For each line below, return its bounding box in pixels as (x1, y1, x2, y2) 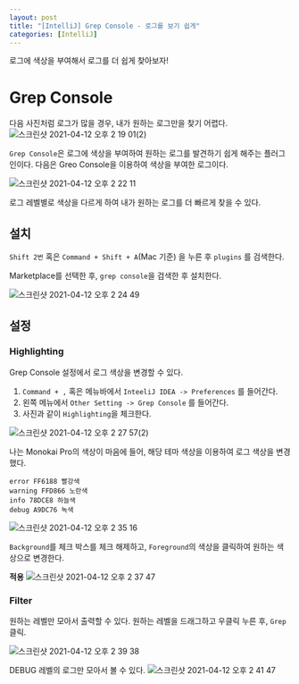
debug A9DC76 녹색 (9, 505, 74, 514)
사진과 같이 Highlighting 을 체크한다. (21, 408, 152, 418)
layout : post (9, 13, 58, 22)
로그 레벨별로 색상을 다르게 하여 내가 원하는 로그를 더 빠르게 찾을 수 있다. (9, 198, 262, 208)
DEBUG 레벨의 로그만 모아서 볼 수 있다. (9, 665, 145, 676)
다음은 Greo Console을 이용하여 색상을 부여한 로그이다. (35, 159, 229, 170)
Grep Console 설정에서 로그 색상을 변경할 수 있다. (9, 367, 184, 377)
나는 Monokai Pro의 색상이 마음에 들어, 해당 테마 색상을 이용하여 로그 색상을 (9, 446, 275, 457)
